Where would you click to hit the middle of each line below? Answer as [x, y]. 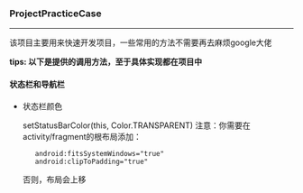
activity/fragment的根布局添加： [82, 136]
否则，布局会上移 [54, 179]
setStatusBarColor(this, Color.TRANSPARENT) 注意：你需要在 [136, 125]
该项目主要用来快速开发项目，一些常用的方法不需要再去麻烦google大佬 [141, 42]
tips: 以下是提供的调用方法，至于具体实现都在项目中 [106, 62]
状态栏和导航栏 [37, 84]
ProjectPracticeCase [55, 14]
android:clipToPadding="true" [92, 161]
